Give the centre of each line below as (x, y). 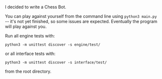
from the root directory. (28, 71)
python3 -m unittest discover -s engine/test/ (53, 45)
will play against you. (26, 26)
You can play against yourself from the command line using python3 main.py (81, 16)
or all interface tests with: (30, 53)
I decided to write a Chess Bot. (36, 7)
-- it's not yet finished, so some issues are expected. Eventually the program (81, 21)
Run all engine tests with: (30, 36)
